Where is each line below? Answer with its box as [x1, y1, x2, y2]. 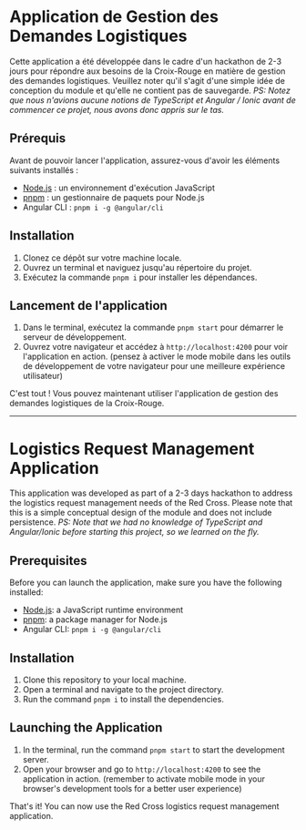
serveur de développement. [22, 332, 127, 343]
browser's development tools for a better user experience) [22, 783, 242, 794]
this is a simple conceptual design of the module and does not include [9, 507, 272, 518]
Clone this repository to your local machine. [22, 674, 187, 685]
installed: [9, 587, 44, 598]
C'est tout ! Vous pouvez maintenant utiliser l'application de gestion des [9, 388, 279, 399]
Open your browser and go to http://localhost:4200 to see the [22, 763, 261, 774]
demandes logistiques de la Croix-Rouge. [9, 398, 165, 409]
